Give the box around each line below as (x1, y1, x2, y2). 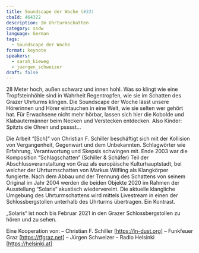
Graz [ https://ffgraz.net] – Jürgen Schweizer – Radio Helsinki (6, 234, 155, 241)
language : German (6, 31, 49, 37)
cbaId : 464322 (6, 14, 42, 20)
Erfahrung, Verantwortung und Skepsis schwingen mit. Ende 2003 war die (6, 148, 188, 155)
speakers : (6, 53, 31, 59)
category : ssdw (6, 25, 44, 31)
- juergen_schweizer (11, 64, 62, 70)
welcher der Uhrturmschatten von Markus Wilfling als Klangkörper (6, 167, 169, 174)
